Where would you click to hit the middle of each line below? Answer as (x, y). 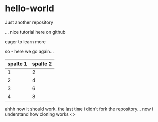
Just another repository (29, 22)
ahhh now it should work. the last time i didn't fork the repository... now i (79, 109)
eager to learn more (25, 42)
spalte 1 (17, 64)
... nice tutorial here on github (35, 32)
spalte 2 (42, 64)
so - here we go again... (29, 51)
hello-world (30, 9)
